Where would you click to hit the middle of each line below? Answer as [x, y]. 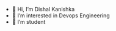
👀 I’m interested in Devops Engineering [61, 15]
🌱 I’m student [29, 22]
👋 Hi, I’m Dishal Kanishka [43, 9]
